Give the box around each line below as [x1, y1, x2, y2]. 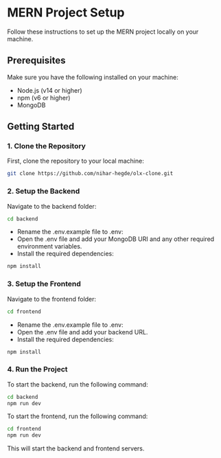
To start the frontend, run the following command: [7, 412, 148, 420]
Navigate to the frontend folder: [7, 295, 97, 303]
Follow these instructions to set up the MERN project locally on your [7, 27, 199, 36]
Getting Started [7, 121, 75, 133]
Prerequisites [7, 55, 66, 67]
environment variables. [16, 242, 82, 251]
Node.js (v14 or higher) [16, 86, 82, 94]
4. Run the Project [7, 365, 68, 374]
